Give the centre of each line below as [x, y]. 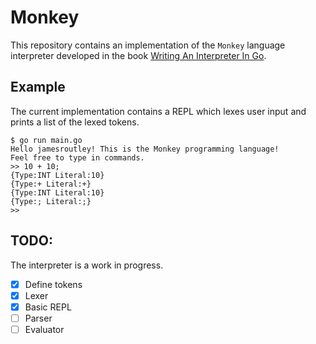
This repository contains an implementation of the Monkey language [148, 45]
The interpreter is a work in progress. [87, 265]
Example [38, 87]
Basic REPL [48, 307]
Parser [38, 318]
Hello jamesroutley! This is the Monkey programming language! [145, 149]
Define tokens [53, 284]
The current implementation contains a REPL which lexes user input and [158, 111]
